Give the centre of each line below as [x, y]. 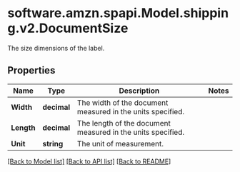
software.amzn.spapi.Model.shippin [118, 13]
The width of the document [123, 103]
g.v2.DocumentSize [68, 28]
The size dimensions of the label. [56, 48]
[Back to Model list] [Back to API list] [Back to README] [89, 161]
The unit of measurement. [121, 143]
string [53, 143]
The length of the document [124, 123]
